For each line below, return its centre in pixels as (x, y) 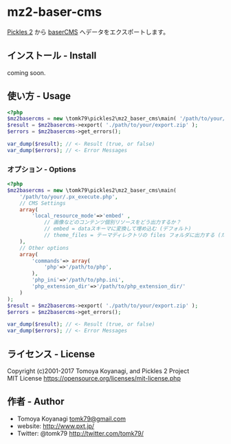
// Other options (44, 248)
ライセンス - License (51, 354)
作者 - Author (36, 402)
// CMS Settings (43, 203)
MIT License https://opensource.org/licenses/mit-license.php (94, 379)
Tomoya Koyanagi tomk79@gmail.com (71, 419)
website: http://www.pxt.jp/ (56, 426)
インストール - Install (52, 56)
